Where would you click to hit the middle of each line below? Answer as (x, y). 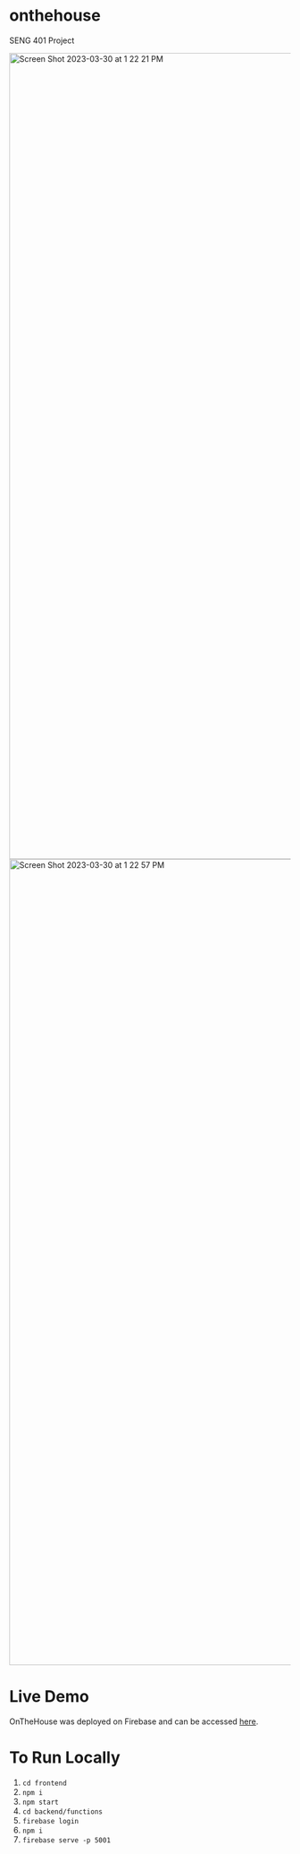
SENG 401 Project (42, 40)
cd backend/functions (62, 1811)
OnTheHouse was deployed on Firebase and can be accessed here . (134, 1721)
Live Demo (49, 1697)
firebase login (50, 1821)
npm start (41, 1802)
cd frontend (44, 1783)
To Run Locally (65, 1758)
